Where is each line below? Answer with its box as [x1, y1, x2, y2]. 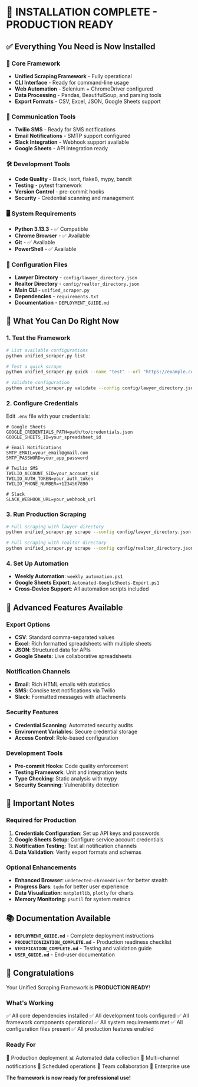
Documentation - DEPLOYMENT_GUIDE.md [14, 299, 110, 307]
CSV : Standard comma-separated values [14, 634, 115, 641]
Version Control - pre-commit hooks [14, 188, 104, 195]
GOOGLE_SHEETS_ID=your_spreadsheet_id [6, 434, 101, 440]
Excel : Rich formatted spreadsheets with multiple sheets [14, 640, 152, 647]
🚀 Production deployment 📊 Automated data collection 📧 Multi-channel [6, 1054, 180, 1062]
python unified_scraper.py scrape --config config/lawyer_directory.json [6, 529, 192, 535]
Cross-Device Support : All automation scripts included [14, 585, 149, 592]
